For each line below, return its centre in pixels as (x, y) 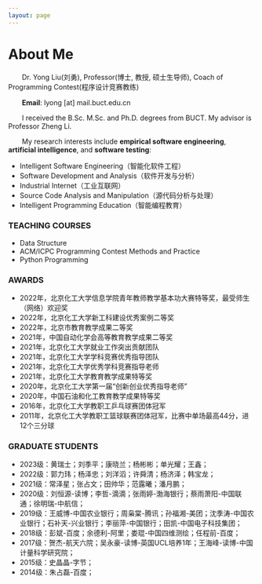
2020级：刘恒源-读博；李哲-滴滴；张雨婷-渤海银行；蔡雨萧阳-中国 (127, 494)
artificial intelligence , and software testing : (80, 149)
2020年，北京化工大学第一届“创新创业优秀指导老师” (103, 386)
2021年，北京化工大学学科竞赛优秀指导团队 (89, 357)
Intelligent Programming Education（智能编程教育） (103, 205)
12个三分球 (37, 425)
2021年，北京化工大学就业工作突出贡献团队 (89, 347)
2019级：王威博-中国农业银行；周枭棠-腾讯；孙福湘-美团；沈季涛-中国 (133, 513)
